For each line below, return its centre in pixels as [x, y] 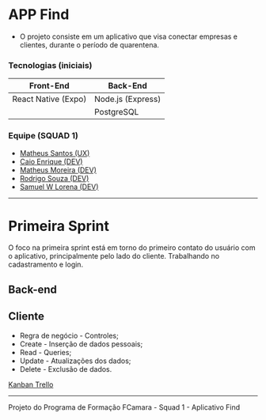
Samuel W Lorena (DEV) [59, 187]
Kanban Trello [31, 384]
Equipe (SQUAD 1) [44, 136]
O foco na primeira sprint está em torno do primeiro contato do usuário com [132, 248]
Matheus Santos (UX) [55, 153]
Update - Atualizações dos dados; [75, 361]
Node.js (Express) [127, 99]
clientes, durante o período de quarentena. [89, 44]
